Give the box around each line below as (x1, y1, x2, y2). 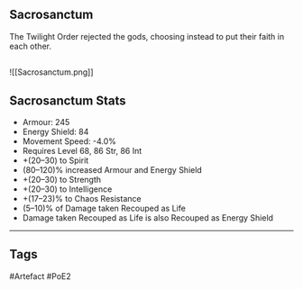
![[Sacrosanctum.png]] (9, 67, 94, 77)
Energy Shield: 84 (22, 126, 89, 138)
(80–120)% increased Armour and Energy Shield (22, 165, 203, 176)
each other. (9, 41, 52, 51)
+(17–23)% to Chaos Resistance (22, 194, 142, 204)
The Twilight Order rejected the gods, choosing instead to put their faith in (9, 31, 285, 41)
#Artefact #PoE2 (9, 270, 72, 282)
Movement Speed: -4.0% (22, 136, 117, 147)
